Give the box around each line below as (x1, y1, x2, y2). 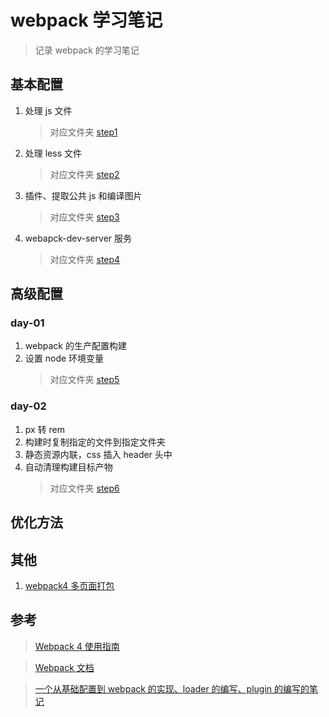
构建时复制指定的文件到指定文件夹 (24, 436, 166, 448)
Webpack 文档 (34, 661, 95, 673)
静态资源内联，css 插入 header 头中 (24, 448, 173, 460)
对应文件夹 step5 (49, 374, 120, 386)
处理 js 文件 (24, 104, 73, 116)
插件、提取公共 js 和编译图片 (24, 189, 143, 201)
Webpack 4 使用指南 (34, 640, 120, 652)
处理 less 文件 (24, 147, 83, 159)
